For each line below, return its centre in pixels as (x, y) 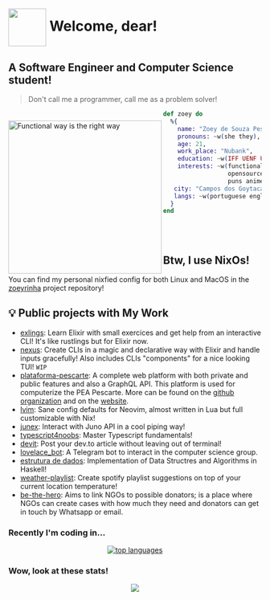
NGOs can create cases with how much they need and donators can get (139, 503)
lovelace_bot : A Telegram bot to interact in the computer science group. (139, 452)
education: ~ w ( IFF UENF (217, 159)
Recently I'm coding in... (57, 533)
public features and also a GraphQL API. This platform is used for (127, 384)
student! (30, 80)
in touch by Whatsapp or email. (72, 512)
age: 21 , (192, 144)
